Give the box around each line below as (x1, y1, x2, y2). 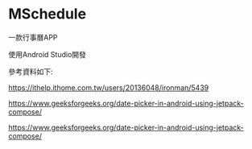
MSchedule (8, 5, 87, 23)
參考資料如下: (8, 66, 54, 77)
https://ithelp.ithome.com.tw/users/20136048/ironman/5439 (8, 82, 209, 93)
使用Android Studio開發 (8, 49, 87, 59)
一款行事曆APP (8, 32, 58, 42)
